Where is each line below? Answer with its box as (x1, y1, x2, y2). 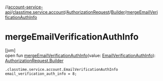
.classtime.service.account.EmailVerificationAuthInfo (5, 67, 118, 72)
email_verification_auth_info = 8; (5, 71, 77, 76)
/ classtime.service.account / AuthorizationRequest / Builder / (11, 9, 127, 15)
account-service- (8, 4, 43, 10)
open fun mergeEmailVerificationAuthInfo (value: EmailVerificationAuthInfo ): (5, 52, 156, 58)
